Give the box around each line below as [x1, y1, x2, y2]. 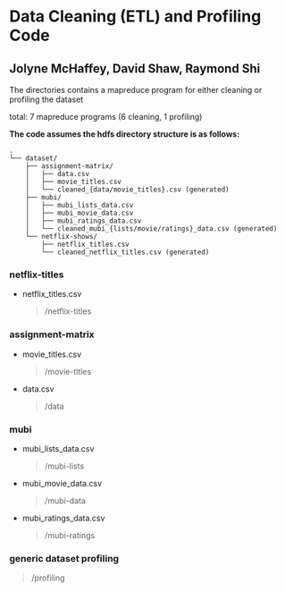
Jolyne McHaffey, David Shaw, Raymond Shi [9, 61, 261, 76]
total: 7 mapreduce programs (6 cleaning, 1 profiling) [9, 112, 203, 122]
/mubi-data [44, 495, 87, 506]
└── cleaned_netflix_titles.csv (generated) [41, 248, 210, 257]
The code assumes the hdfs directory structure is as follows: [9, 129, 240, 140]
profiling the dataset [9, 94, 84, 105]
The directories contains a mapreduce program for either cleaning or [9, 85, 263, 95]
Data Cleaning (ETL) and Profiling [9, 6, 262, 27]
